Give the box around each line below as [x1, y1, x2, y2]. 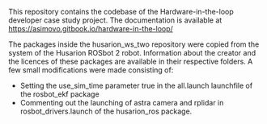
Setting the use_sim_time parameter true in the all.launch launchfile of [19, 81, 253, 90]
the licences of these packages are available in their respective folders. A [8, 56, 253, 66]
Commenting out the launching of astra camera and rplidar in [19, 98, 224, 107]
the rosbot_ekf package [19, 89, 100, 99]
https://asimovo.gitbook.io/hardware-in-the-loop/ [8, 24, 174, 33]
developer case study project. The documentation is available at [8, 15, 222, 25]
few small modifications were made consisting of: [8, 65, 174, 75]
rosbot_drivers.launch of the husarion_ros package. [19, 106, 193, 116]
